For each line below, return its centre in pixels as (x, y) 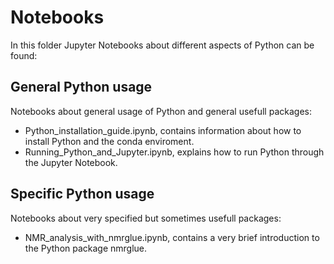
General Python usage (81, 87)
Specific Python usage (82, 194)
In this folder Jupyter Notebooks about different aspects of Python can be (162, 45)
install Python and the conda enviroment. (109, 141)
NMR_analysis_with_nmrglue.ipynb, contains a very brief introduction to (172, 237)
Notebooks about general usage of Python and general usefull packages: (161, 111)
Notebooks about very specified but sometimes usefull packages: (146, 218)
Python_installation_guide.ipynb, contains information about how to (163, 130)
